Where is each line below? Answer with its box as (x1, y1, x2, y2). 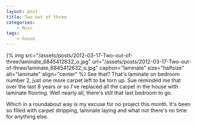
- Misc (16, 25, 33, 31)
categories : (6, 19, 35, 25)
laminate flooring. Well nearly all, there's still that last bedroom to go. (6, 89, 172, 96)
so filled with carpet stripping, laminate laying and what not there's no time (6, 107, 187, 114)
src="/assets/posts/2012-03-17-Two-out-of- (25, 52, 133, 59)
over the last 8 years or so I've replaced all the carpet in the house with (6, 83, 178, 90)
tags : (6, 30, 19, 36)
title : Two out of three (6, 14, 67, 20)
